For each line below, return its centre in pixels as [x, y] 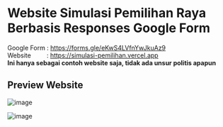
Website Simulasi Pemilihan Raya [107, 13]
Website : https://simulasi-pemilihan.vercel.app [83, 55]
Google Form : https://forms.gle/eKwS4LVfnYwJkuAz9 [87, 48]
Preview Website [45, 85]
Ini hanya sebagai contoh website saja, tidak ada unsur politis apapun [112, 62]
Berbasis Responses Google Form [109, 28]
